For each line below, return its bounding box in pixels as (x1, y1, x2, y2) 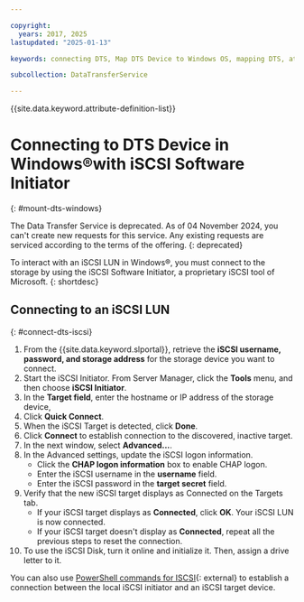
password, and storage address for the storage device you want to (23, 353, 275, 364)
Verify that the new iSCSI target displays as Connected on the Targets (23, 487, 283, 498)
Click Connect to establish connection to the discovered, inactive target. (23, 430, 293, 440)
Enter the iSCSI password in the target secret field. (36, 477, 227, 488)
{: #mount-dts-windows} (10, 203, 103, 214)
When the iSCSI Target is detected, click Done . (23, 421, 198, 431)
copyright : (10, 21, 51, 30)
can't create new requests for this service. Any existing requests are (10, 230, 264, 241)
